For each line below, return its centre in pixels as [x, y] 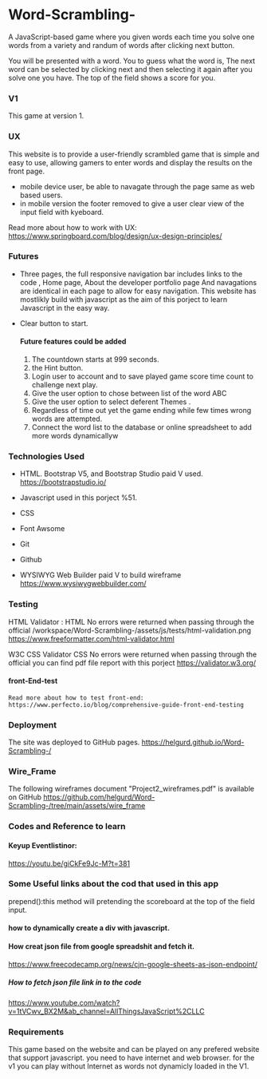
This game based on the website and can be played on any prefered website [134, 1049]
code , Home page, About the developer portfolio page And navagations [138, 282]
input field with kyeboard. [62, 212]
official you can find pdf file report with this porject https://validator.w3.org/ [132, 662]
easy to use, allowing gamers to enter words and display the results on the [130, 162]
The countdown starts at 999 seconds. [95, 359]
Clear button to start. [54, 323]
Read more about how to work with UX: [73, 227]
